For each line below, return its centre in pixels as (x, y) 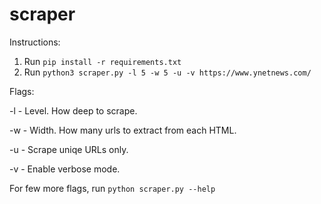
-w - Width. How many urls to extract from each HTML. (123, 130)
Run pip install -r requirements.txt (102, 61)
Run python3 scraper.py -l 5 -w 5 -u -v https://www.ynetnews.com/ (167, 72)
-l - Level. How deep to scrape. (73, 110)
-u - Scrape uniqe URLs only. (69, 149)
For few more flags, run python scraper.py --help (112, 188)
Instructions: (35, 42)
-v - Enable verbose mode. (65, 169)
